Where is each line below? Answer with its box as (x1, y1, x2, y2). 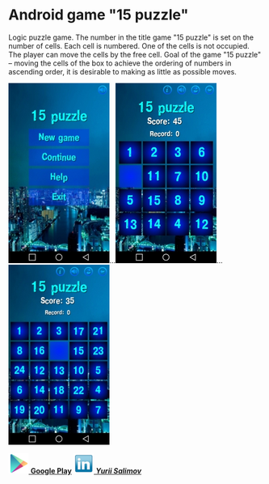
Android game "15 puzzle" (8, 6, 189, 24)
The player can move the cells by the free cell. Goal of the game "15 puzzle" (8, 49, 262, 59)
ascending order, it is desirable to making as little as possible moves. (8, 66, 237, 76)
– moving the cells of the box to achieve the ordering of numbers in (8, 58, 232, 68)
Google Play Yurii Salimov (30, 465, 142, 475)
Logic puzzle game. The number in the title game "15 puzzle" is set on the (8, 32, 254, 42)
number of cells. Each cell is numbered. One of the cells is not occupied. (8, 40, 250, 50)
